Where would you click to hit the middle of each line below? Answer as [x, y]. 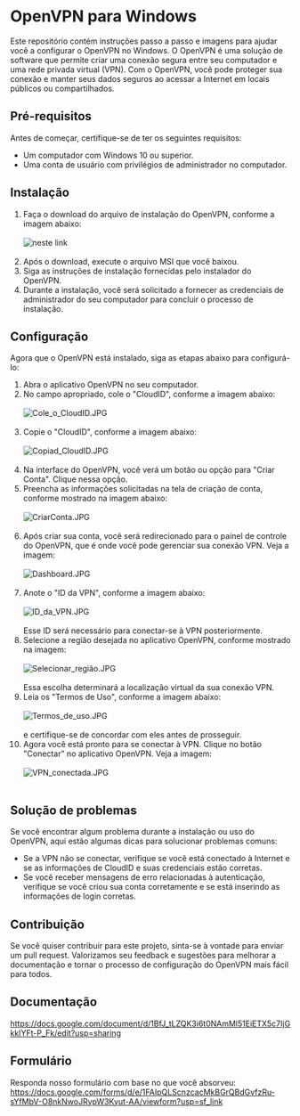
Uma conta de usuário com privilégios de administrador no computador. [155, 164]
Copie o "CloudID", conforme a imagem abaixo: [109, 432]
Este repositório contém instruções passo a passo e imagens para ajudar [144, 41]
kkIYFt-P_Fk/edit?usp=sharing [65, 1033]
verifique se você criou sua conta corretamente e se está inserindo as [151, 887]
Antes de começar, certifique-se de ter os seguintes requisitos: [126, 138]
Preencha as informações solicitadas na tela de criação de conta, [143, 489]
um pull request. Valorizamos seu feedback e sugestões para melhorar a [143, 955]
